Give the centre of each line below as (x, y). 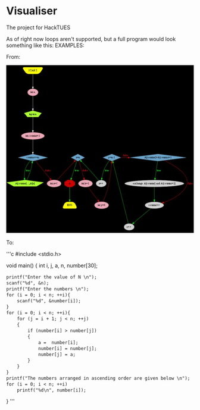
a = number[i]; (58, 343)
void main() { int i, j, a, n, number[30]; (52, 265)
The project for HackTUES (38, 27)
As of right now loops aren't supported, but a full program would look (91, 39)
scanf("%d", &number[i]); (49, 301)
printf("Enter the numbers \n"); (48, 289)
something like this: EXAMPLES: (45, 45)
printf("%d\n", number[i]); (51, 390)
